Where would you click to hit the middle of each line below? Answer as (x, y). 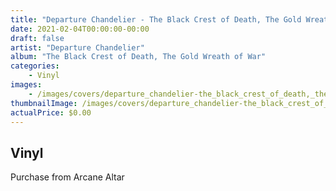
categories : (35, 66)
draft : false (37, 38)
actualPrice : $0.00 (51, 112)
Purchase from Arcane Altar (67, 177)
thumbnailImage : (44, 103)
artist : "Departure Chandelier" (77, 47)
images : (26, 85)
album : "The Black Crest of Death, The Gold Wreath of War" (138, 57)
